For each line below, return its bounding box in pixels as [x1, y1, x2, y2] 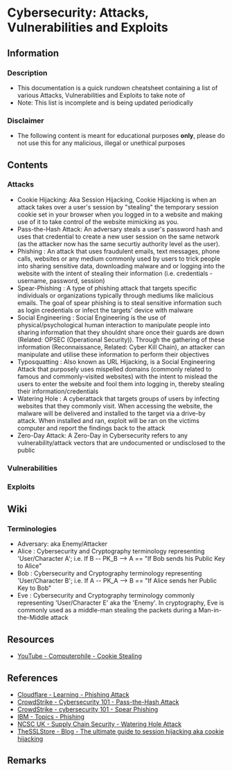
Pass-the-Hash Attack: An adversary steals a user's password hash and [17, 225, 223, 233]
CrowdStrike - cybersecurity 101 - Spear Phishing [17, 705, 159, 713]
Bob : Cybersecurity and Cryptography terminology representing [17, 569, 202, 578]
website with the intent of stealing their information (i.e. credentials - [17, 269, 213, 277]
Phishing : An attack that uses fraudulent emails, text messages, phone [17, 247, 220, 255]
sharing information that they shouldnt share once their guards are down [17, 328, 224, 336]
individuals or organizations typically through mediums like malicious [17, 291, 214, 300]
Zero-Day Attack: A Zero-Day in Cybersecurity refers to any [17, 431, 188, 440]
